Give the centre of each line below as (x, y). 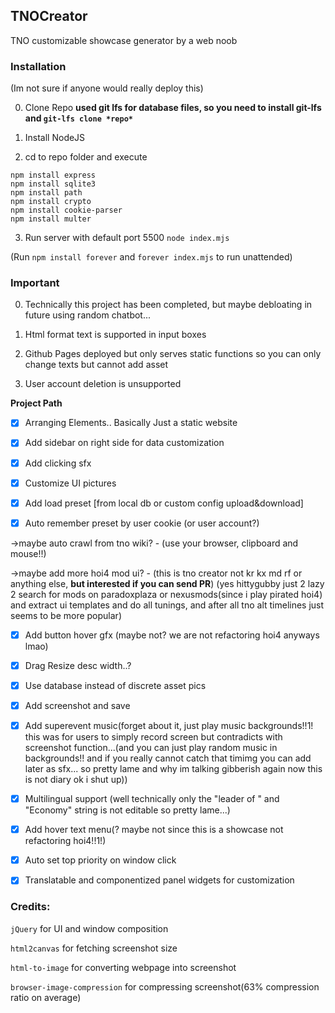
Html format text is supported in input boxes (115, 335)
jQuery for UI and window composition (89, 928)
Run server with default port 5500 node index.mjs (127, 238)
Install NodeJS (55, 138)
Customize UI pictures (70, 483)
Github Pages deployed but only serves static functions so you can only (173, 354)
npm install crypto (51, 202)
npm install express (53, 175)
